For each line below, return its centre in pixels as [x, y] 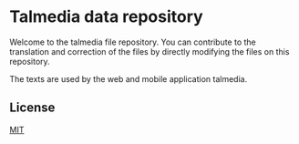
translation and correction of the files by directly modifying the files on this [149, 51]
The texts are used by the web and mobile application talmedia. [129, 78]
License [32, 108]
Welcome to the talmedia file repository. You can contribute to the [133, 42]
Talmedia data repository [106, 17]
